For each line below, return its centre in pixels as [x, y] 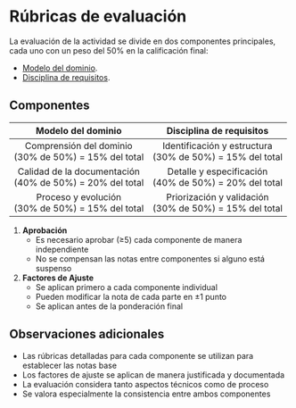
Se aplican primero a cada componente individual [127, 287]
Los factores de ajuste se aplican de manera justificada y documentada [153, 375]
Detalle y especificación [218, 171]
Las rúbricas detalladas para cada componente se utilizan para [138, 355]
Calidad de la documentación [79, 171]
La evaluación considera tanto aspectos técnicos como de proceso [145, 384]
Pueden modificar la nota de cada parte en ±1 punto [131, 296]
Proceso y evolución [79, 196]
